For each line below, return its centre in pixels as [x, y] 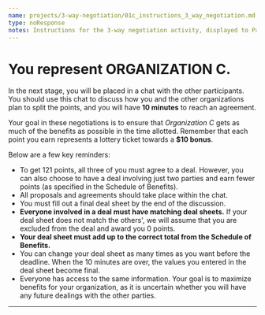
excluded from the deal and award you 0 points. [97, 228]
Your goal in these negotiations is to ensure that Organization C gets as [124, 123]
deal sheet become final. [60, 271]
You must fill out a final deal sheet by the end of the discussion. [123, 204]
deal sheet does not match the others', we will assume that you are [128, 220]
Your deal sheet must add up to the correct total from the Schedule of [135, 237]
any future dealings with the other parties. [88, 295]
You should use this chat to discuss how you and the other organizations [126, 99]
